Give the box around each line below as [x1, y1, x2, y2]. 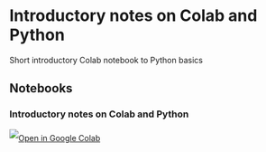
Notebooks [9, 81, 73, 96]
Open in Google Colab [18, 132, 101, 143]
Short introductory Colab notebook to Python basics [9, 54, 203, 65]
